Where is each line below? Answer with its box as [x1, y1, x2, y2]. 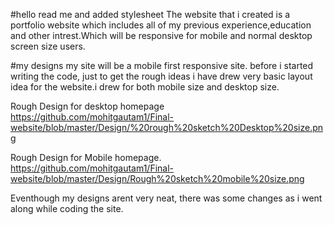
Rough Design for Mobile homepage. [10, 152, 162, 163]
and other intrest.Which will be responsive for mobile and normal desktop [10, 30, 313, 41]
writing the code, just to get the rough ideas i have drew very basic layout [10, 70, 313, 82]
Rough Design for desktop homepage [10, 100, 165, 112]
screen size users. [10, 40, 86, 52]
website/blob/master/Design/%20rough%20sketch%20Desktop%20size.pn [10, 122, 324, 133]
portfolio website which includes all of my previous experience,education [10, 19, 312, 31]
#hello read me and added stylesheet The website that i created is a [10, 9, 291, 20]
